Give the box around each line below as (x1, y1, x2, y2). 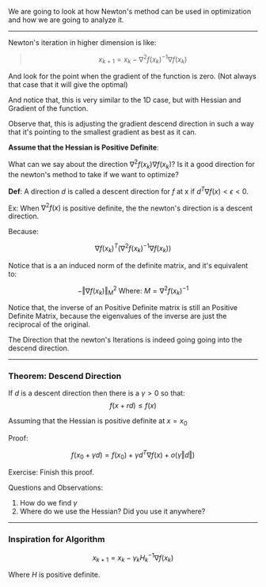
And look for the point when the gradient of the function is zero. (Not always (8, 71, 257, 81)
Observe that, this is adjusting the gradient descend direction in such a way (8, 119, 255, 129)
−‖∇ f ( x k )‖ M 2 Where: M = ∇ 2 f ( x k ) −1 (77, 284, 189, 297)
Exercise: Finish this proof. (8, 467, 95, 477)
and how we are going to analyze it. (8, 15, 124, 25)
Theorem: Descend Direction (8, 371, 122, 382)
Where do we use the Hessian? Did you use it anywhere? (19, 506, 206, 516)
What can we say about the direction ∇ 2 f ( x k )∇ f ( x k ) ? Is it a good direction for (8, 158, 255, 171)
